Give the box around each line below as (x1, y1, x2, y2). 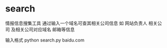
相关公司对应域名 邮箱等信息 (15, 26, 75, 32)
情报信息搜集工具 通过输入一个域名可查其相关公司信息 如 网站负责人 (5, 20, 148, 26)
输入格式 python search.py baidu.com (5, 37, 85, 43)
